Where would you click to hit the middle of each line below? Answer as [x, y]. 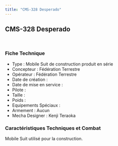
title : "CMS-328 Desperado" [33, 9]
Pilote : [19, 90]
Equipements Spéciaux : [36, 105]
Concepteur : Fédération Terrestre [46, 69]
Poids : [19, 100]
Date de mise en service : [37, 84]
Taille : [18, 95]
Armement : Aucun [31, 110]
